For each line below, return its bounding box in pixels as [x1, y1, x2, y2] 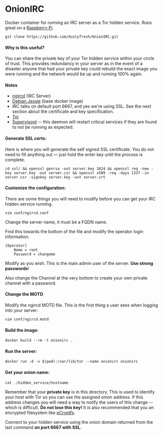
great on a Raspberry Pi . [5, 24, 54, 30]
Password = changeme [14, 252, 55, 257]
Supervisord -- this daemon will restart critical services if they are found [12, 119, 157, 125]
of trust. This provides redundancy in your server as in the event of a [5, 61, 143, 66]
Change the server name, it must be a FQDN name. [5, 219, 108, 225]
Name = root [14, 247, 38, 252]
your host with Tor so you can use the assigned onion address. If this [5, 394, 144, 400]
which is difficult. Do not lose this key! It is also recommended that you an [5, 404, 154, 410]
